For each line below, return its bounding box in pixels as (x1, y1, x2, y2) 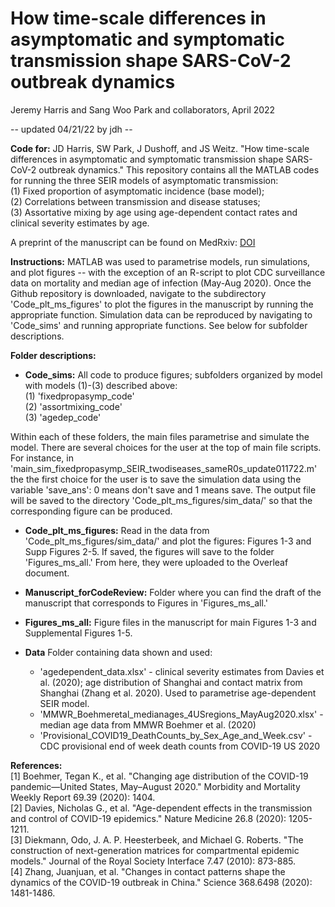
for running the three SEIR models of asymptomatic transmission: (10, 174, 279, 186)
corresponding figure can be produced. (10, 505, 173, 517)
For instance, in (10, 452, 74, 464)
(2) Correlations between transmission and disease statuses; (10, 195, 261, 207)
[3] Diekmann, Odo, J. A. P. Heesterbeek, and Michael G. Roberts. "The (10, 833, 304, 846)
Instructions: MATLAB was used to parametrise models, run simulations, (10, 255, 311, 267)
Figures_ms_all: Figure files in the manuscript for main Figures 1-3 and (24, 616, 317, 628)
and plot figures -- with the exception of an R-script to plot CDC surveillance (10, 266, 326, 278)
